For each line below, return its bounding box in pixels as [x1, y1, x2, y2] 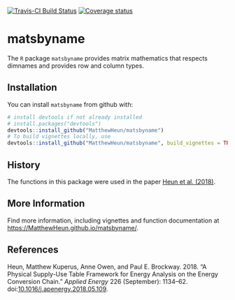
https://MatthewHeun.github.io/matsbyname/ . [7, 223, 138, 232]
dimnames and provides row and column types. [7, 61, 145, 70]
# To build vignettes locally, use [7, 133, 111, 140]
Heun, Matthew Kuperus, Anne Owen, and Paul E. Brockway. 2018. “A [7, 262, 207, 271]
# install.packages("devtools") [7, 120, 101, 127]
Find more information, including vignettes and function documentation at [7, 216, 220, 225]
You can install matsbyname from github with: [7, 100, 134, 108]
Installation [7, 82, 57, 93]
